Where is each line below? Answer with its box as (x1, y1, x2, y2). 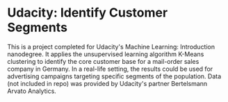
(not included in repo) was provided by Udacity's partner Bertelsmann (7, 79, 208, 87)
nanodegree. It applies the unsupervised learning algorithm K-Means (7, 50, 204, 58)
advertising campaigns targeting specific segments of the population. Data (7, 71, 222, 80)
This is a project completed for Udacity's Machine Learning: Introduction (7, 42, 215, 51)
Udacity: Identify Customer (7, 5, 168, 21)
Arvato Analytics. (7, 87, 57, 95)
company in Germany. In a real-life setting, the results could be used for (7, 65, 213, 73)
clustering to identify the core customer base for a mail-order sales (7, 57, 199, 65)
